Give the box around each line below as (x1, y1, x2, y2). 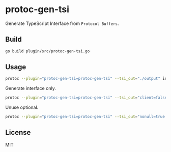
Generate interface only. (5, 85, 56, 92)
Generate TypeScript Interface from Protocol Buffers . (5, 20, 119, 26)
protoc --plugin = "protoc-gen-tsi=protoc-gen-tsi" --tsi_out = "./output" (5, 76, 160, 81)
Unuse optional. (5, 104, 39, 110)
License (5, 128, 31, 137)
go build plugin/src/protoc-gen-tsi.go (5, 48, 90, 54)
